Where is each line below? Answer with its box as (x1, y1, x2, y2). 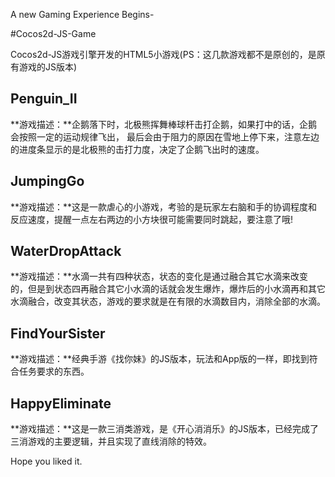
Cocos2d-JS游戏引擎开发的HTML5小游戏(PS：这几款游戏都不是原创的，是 (10, 49, 317, 60)
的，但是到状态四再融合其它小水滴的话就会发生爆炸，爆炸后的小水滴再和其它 (10, 283, 326, 295)
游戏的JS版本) (18, 61, 78, 73)
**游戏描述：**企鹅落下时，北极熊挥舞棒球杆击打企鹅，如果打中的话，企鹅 (10, 118, 318, 130)
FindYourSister (10, 325, 106, 342)
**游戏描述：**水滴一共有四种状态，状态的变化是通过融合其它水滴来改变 (10, 270, 309, 283)
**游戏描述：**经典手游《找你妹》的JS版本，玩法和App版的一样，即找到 (10, 353, 310, 365)
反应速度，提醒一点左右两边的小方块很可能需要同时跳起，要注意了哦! (10, 213, 294, 225)
